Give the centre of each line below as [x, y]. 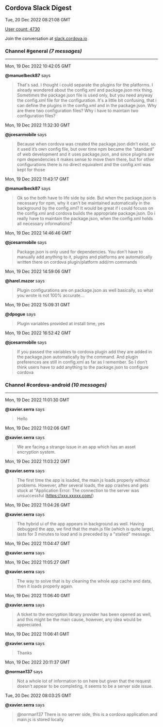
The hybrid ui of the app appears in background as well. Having [80, 524]
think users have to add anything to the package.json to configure [83, 367]
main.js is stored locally [40, 720]
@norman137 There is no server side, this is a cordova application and [87, 714]
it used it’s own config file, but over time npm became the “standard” [85, 149]
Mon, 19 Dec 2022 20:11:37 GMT [38, 662]
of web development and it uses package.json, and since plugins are [85, 154]
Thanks [24, 653]
